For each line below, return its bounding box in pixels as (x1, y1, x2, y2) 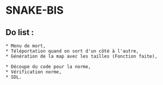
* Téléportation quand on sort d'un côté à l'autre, (5, 48, 139, 54)
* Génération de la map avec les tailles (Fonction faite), (5, 53, 158, 59)
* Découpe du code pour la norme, (5, 64, 92, 70)
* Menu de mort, (5, 43, 46, 49)
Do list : (5, 27, 34, 37)
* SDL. (5, 74, 22, 80)
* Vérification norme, (5, 69, 62, 75)
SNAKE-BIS (5, 4, 64, 17)
